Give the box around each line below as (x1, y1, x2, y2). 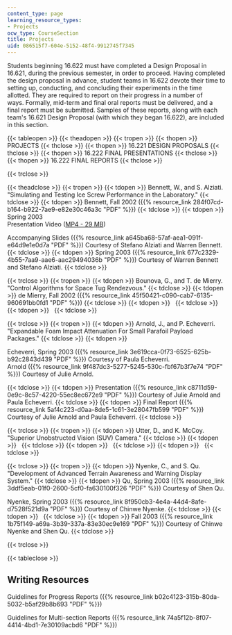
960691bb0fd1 (7, 299, 48, 306)
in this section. (7, 121, 49, 129)
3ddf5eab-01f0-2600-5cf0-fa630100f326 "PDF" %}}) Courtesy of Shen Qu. (7, 484, 225, 492)
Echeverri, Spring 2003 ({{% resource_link (7, 348, 129, 356)
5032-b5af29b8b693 (7, 600, 68, 608)
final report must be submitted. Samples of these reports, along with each (7, 106, 218, 114)
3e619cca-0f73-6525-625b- (130, 348, 212, 356)
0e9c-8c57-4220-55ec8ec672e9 (7, 390, 103, 399)
